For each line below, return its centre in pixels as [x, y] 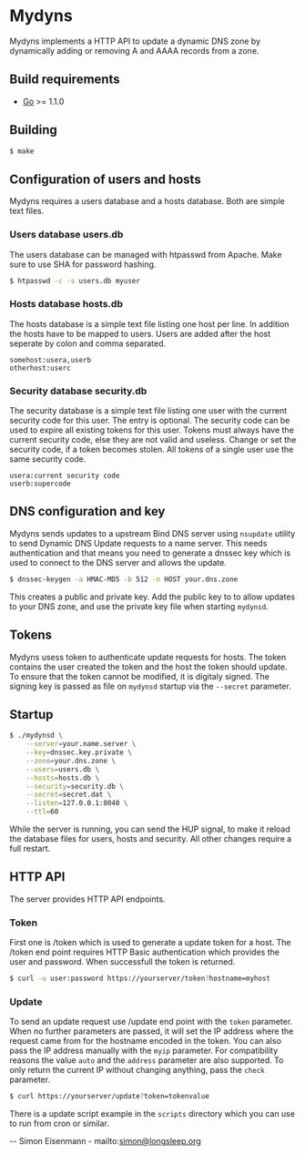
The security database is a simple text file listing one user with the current [148, 411]
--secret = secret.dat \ [69, 795]
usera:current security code [65, 476]
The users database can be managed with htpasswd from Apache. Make [146, 254]
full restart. [30, 849]
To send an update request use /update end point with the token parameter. [151, 1022]
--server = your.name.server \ [81, 744]
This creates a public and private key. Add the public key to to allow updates [152, 597]
